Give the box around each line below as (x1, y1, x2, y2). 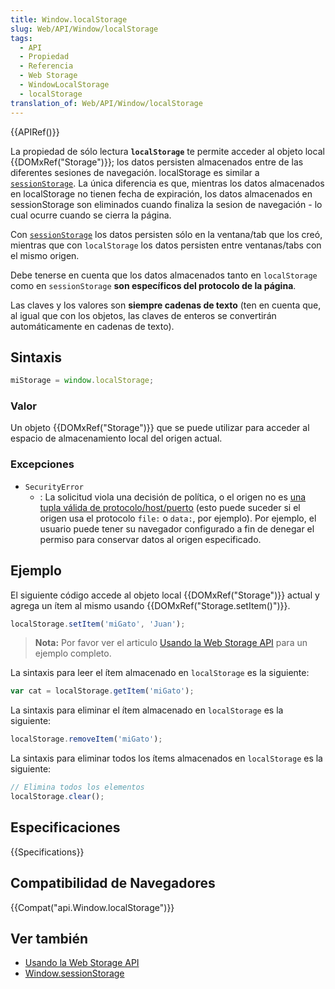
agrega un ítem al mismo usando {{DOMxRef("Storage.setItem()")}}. (10, 599, 291, 611)
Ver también (10, 930, 89, 947)
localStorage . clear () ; (10, 792, 105, 802)
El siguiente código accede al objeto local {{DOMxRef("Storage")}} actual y (10, 589, 320, 601)
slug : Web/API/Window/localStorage (10, 24, 159, 34)
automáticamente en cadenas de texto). (10, 320, 175, 332)
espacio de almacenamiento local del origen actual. (10, 432, 223, 445)
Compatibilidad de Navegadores (10, 875, 216, 892)
